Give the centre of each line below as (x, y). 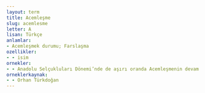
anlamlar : (19, 40)
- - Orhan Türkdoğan (33, 80)
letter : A (19, 29)
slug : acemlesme (27, 23)
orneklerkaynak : (27, 75)
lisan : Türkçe (25, 35)
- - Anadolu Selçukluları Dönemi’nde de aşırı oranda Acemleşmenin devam (103, 69)
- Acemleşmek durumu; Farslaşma (48, 46)
